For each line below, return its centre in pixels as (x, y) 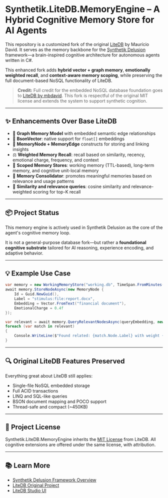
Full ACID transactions (35, 390)
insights (20, 149)
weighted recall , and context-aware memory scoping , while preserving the (84, 75)
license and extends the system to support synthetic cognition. (82, 100)
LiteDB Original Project (36, 485)
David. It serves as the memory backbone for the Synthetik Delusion (75, 49)
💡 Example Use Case (38, 273)
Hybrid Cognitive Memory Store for (80, 20)
